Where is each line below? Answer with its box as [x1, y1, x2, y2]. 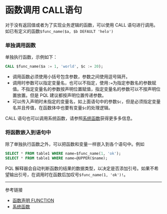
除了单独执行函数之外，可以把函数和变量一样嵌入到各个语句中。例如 [5, 141, 145, 147]
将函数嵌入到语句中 [5, 129, 51, 136]
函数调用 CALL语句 [5, 4, 83, 16]
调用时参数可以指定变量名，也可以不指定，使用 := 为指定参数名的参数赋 [12, 80, 157, 86]
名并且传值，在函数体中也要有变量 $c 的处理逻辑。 [12, 105, 113, 111]
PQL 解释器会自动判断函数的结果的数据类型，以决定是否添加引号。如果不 [5, 165, 155, 172]
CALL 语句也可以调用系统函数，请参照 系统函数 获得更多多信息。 [5, 115, 135, 121]
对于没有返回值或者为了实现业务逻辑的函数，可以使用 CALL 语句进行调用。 [5, 22, 158, 28]
